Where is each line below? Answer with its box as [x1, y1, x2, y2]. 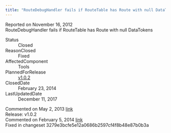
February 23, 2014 [18, 85, 57, 91]
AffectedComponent [5, 58, 48, 64]
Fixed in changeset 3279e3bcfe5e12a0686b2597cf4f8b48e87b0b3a [5, 122, 149, 128]
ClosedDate [5, 80, 30, 86]
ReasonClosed [5, 47, 36, 53]
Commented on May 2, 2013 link [5, 106, 73, 112]
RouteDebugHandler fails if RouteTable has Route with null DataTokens [5, 26, 153, 33]
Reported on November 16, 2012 [5, 21, 73, 27]
